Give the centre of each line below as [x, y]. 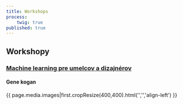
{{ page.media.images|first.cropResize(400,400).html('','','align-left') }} [92, 95]
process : [17, 17]
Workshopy [28, 51]
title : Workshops [27, 11]
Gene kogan [21, 82]
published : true [26, 28]
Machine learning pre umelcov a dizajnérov [69, 68]
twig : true [30, 22]
